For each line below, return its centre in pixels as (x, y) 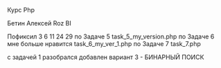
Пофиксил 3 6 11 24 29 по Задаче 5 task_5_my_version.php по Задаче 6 (111, 36)
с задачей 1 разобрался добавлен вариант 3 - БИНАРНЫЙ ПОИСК (106, 57)
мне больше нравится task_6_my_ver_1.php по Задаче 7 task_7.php (104, 44)
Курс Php (21, 10)
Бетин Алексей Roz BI (39, 23)
